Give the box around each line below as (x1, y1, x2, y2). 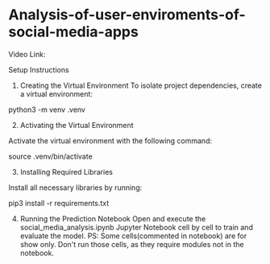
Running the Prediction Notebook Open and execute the (19, 213, 206, 223)
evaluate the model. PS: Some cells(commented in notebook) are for (19, 231, 247, 241)
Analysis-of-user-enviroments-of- (8, 6, 246, 24)
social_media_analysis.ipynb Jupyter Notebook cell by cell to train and (19, 222, 254, 232)
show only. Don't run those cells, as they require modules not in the (19, 239, 244, 249)
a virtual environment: (19, 89, 93, 98)
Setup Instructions (8, 64, 70, 74)
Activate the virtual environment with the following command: (8, 135, 212, 146)
